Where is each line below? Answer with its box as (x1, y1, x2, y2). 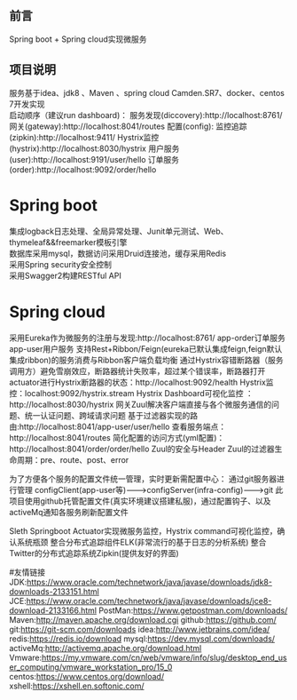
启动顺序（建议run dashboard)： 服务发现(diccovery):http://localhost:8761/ (9, 109, 283, 120)
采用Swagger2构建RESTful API (9, 270, 121, 281)
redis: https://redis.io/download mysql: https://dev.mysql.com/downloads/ (9, 633, 276, 644)
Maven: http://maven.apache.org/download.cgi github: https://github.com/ (9, 614, 277, 624)
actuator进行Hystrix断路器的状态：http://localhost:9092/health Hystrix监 (9, 377, 274, 387)
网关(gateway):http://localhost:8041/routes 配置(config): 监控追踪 (9, 121, 247, 131)
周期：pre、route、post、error (16, 454, 129, 465)
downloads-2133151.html (9, 585, 99, 597)
